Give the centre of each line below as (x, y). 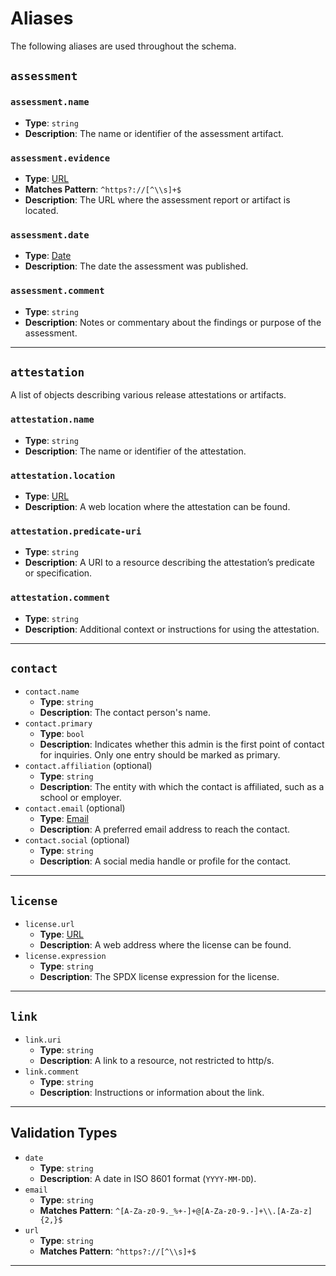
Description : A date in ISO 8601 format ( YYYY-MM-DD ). (148, 1178)
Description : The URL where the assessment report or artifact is (157, 199)
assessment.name (50, 102)
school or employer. (80, 798)
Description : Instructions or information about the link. (152, 1092)
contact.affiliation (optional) (88, 766)
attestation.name (52, 420)
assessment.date (50, 235)
